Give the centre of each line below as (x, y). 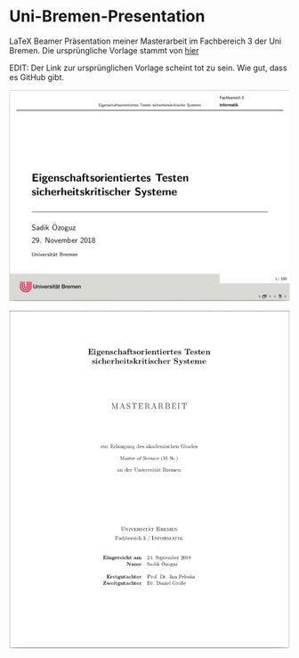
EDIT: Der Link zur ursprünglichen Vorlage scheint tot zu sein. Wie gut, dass (148, 68)
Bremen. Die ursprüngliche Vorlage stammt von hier (104, 50)
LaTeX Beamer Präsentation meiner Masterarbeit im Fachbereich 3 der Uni (145, 41)
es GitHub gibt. (37, 77)
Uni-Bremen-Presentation (107, 16)
